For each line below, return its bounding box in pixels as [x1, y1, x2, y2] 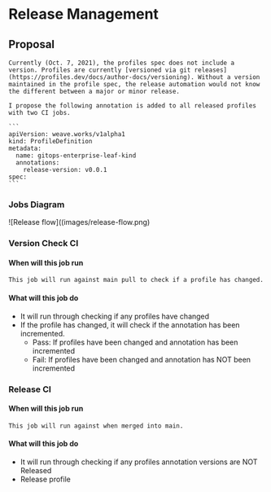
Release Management [8, 5, 159, 24]
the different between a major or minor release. [8, 87, 181, 95]
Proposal [8, 37, 55, 51]
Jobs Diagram [8, 199, 65, 210]
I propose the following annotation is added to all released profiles [8, 102, 256, 110]
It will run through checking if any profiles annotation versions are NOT [20, 457, 258, 467]
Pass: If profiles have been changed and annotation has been [32, 337, 238, 347]
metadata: [8, 144, 42, 152]
